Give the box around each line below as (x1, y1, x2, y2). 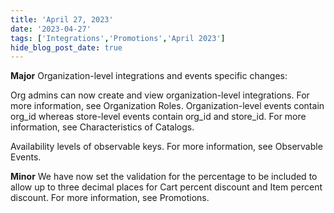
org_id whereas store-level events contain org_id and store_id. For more (10, 111, 307, 123)
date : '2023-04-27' (10, 24, 92, 34)
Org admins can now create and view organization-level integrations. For (10, 89, 310, 101)
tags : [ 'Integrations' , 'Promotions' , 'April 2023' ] (10, 33, 226, 43)
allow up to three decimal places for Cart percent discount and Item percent (10, 181, 323, 193)
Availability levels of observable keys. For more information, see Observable (10, 141, 323, 153)
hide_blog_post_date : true (10, 42, 123, 53)
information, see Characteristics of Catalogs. (10, 121, 195, 133)
